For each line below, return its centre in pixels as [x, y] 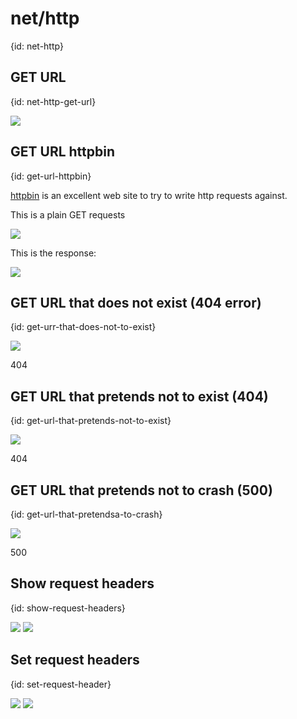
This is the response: [53, 253]
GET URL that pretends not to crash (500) [141, 490]
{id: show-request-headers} [68, 608]
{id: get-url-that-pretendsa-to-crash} [86, 514]
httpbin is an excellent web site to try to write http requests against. [149, 195]
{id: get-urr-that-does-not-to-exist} [83, 327]
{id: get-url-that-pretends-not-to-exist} [91, 421]
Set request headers [75, 660]
